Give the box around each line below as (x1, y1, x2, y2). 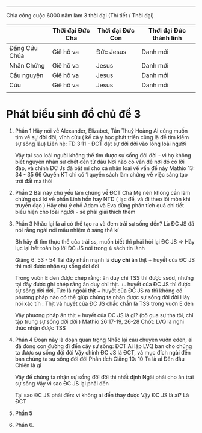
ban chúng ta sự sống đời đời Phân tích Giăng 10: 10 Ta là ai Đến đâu (14, 355, 185, 362)
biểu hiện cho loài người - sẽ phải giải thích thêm (14, 208, 136, 215)
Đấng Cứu (9, 44, 38, 52)
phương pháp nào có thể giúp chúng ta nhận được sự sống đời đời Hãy (14, 293, 191, 300)
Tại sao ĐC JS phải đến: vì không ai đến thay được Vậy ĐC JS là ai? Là (14, 391, 189, 399)
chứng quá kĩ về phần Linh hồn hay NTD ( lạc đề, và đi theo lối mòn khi (14, 195, 191, 203)
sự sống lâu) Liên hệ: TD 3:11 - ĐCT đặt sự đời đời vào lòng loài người (14, 140, 186, 147)
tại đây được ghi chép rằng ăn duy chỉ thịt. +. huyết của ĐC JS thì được (14, 280, 191, 288)
